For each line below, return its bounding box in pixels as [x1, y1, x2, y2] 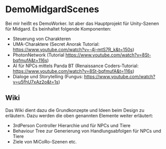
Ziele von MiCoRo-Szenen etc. [12, 138, 77, 144]
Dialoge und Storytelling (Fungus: [12, 73, 83, 79]
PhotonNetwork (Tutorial [12, 52, 65, 58]
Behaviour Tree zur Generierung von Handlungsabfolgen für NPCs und [12, 128, 161, 134]
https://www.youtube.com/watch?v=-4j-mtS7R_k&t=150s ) [12, 46, 134, 52]
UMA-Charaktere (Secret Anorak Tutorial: [12, 41, 100, 47]
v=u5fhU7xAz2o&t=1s [12, 79, 59, 85]
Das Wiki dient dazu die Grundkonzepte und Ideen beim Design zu [5, 107, 145, 113]
